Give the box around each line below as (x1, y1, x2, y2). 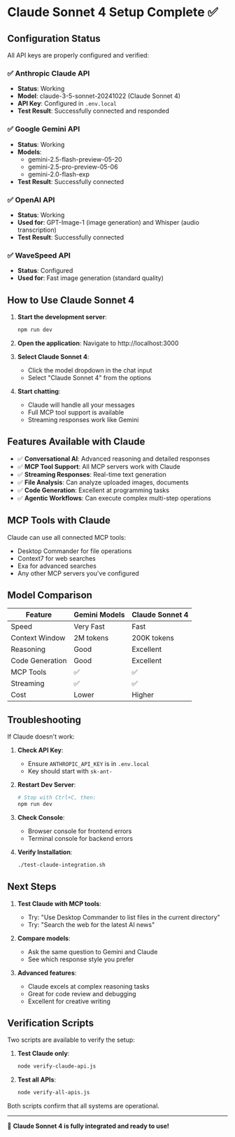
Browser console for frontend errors (27, 827, 132, 835)
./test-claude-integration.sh (17, 861, 106, 868)
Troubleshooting (7, 713, 82, 725)
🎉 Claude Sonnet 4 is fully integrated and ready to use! (7, 1122, 170, 1131)
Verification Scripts (7, 1017, 94, 1029)
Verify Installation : (17, 848, 73, 856)
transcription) (17, 225, 57, 234)
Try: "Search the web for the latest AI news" (27, 920, 155, 928)
